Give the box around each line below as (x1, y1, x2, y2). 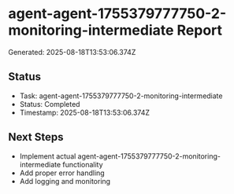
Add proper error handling (19, 168, 105, 178)
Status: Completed (19, 99, 80, 108)
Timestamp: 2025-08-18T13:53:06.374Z (19, 108, 150, 117)
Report (176, 21, 223, 39)
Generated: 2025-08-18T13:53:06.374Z (8, 47, 136, 57)
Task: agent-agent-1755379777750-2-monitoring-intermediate (19, 91, 223, 101)
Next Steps (8, 130, 64, 144)
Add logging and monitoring (19, 176, 111, 185)
